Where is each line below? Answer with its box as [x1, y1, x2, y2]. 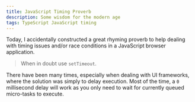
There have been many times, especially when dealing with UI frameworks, [6, 72, 190, 79]
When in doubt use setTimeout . [20, 60, 97, 67]
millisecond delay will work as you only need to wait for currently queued [6, 84, 185, 91]
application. [6, 49, 35, 56]
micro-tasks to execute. [6, 90, 64, 98]
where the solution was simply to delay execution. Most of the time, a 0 [6, 78, 180, 85]
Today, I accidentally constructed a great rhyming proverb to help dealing [6, 36, 186, 43]
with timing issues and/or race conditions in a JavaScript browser [6, 42, 166, 49]
